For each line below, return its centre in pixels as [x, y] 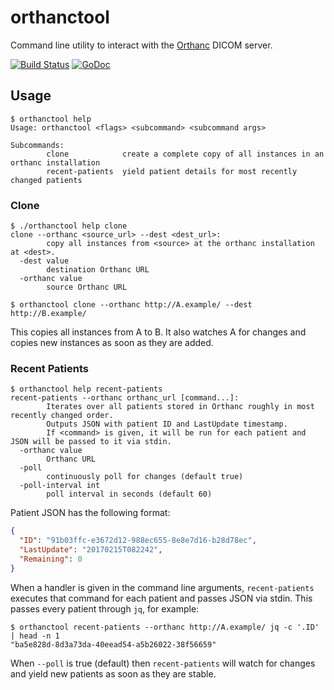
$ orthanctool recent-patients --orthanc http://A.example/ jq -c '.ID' [165, 627]
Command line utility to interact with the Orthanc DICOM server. [141, 45]
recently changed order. [62, 416]
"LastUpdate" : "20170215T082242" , [91, 550]
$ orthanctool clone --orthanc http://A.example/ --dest [131, 305]
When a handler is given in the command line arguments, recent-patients [162, 587]
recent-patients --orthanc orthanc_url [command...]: [125, 398]
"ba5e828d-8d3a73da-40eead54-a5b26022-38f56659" [113, 644]
